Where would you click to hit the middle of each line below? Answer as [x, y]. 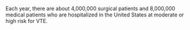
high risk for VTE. [27, 21]
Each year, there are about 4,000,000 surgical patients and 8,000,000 [90, 9]
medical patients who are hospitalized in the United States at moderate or [95, 15]
